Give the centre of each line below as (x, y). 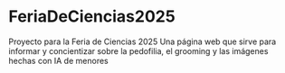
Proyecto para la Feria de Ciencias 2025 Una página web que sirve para (142, 41)
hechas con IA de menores (59, 60)
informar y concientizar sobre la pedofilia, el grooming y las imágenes (138, 50)
